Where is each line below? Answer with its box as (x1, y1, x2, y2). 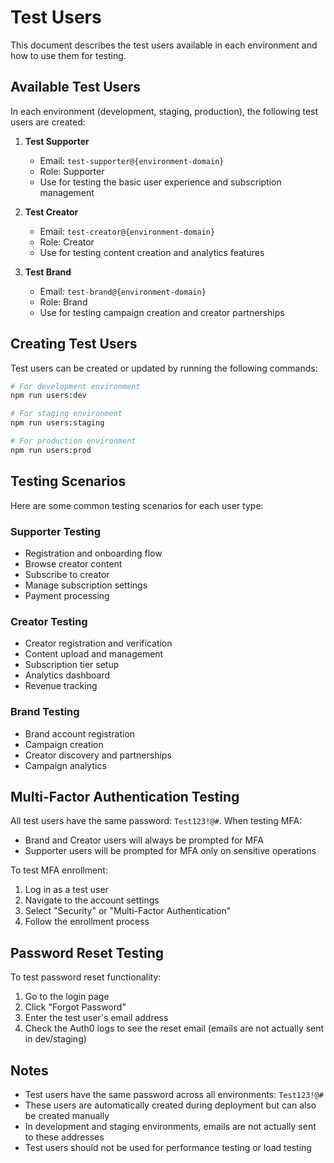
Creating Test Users (10, 336, 138, 353)
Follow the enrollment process (24, 916, 150, 928)
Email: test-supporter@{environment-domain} (39, 154, 225, 166)
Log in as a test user (24, 884, 109, 896)
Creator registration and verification (24, 637, 173, 650)
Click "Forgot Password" (24, 1001, 127, 1013)
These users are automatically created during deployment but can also (24, 1099, 317, 1111)
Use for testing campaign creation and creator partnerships (39, 306, 285, 318)
